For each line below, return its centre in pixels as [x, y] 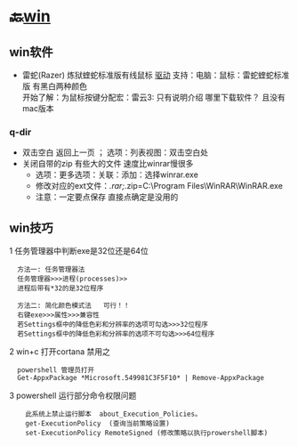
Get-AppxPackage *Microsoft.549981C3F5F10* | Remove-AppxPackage [141, 378]
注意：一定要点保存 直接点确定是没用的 [107, 197]
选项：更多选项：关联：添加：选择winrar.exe [117, 174]
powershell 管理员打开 [56, 370]
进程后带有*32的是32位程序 [60, 288]
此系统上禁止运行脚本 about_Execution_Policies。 [113, 414]
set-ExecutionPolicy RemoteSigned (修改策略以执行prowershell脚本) [147, 434]
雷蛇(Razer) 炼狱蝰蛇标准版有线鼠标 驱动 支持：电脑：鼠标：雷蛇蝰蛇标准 [156, 75]
